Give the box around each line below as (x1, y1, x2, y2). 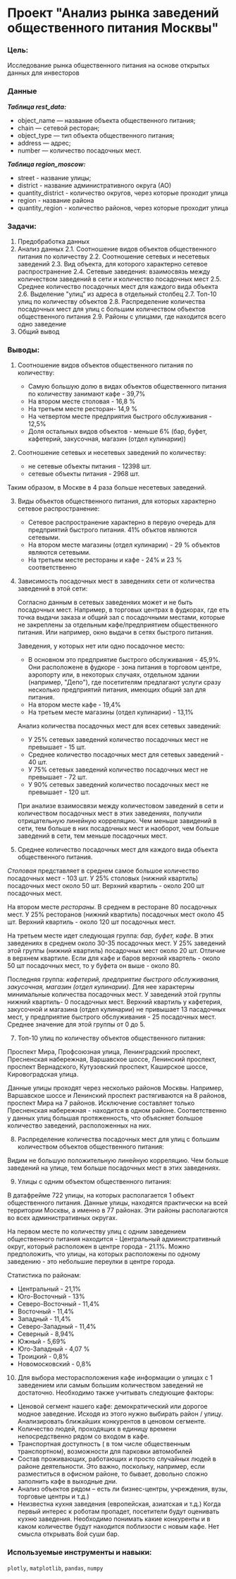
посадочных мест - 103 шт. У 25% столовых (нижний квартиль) (7, 874, 199, 882)
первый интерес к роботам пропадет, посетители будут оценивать (17, 1507, 220, 1516)
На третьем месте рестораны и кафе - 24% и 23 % (27, 556, 182, 564)
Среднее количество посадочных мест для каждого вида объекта (17, 283, 218, 291)
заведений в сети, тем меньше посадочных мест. (17, 832, 168, 840)
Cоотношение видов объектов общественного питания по (17, 361, 194, 369)
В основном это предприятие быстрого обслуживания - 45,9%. (27, 656, 221, 664)
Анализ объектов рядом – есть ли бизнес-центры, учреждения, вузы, (17, 1485, 228, 1494)
